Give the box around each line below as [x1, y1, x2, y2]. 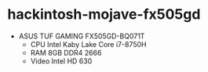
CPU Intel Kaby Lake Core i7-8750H [30, 39, 147, 49]
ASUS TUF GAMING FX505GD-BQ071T [18, 31, 145, 41]
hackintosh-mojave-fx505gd [7, 5, 201, 23]
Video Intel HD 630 [30, 56, 93, 66]
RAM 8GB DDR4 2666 [30, 48, 102, 57]
